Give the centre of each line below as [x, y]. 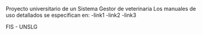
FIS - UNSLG [22, 27]
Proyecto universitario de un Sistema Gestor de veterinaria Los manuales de [101, 9]
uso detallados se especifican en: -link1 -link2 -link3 [71, 15]
